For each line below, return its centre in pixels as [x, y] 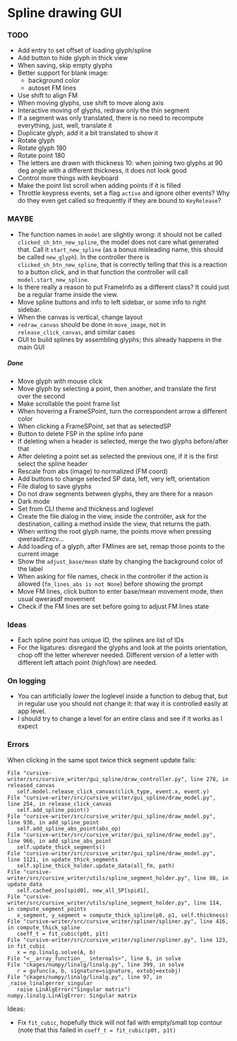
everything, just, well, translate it [65, 126]
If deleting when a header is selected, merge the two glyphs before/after [123, 441]
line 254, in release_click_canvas [60, 804]
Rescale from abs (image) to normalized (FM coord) [92, 471]
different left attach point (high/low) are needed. [87, 663]
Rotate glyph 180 [42, 148]
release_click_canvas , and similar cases [76, 332]
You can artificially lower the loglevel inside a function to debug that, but [122, 696]
